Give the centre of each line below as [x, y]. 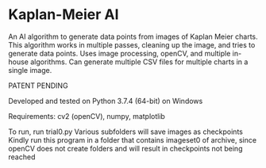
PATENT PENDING [39, 86]
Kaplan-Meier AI [64, 15]
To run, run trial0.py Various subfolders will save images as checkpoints [126, 132]
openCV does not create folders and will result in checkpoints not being [125, 148]
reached [22, 157]
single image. [30, 70]
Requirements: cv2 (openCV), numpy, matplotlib [87, 116]
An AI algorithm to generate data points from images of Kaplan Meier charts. [133, 36]
